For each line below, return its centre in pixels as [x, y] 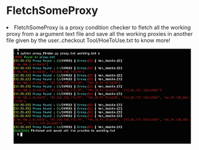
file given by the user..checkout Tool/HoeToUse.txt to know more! [88, 40]
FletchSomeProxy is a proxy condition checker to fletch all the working [103, 27]
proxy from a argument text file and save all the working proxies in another [100, 33]
